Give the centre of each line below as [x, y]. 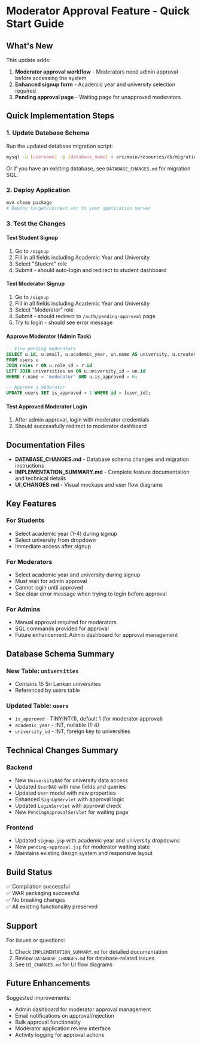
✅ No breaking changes [36, 900]
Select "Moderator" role [44, 310]
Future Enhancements [48, 983]
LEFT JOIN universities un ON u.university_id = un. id [76, 371]
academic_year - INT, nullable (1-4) [57, 725]
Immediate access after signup [53, 546]
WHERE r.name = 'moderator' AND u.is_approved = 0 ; [72, 377]
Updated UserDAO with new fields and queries [70, 787]
